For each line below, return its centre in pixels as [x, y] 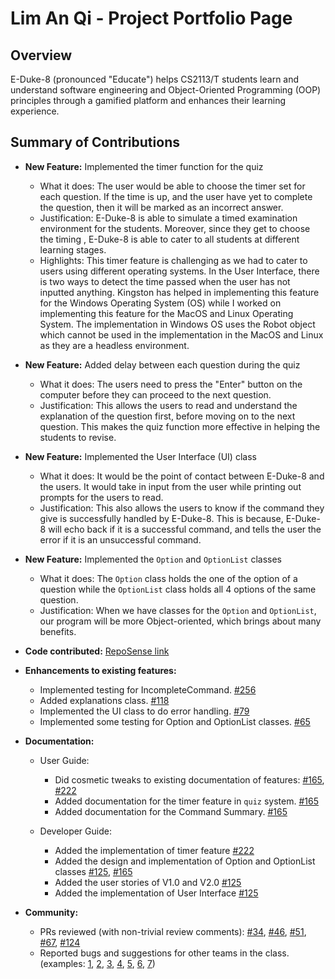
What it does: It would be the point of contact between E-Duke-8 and [182, 476]
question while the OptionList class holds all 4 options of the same [178, 589]
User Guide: [64, 760]
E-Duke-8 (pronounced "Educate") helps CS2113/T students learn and [155, 79]
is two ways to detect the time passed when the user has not [165, 281]
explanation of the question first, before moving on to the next [167, 416]
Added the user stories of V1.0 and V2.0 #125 [148, 882]
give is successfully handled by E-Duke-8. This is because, [161, 518]
